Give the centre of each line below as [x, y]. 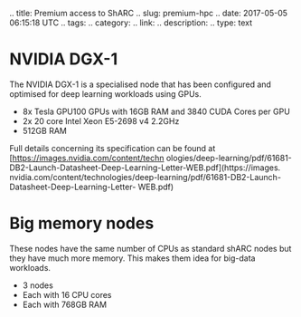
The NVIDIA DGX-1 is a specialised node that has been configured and [140, 84]
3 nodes [38, 285]
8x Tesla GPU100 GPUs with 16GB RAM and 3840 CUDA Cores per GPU [156, 111]
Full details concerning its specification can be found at [113, 148]
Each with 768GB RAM [64, 304]
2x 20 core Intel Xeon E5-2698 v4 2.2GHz [101, 120]
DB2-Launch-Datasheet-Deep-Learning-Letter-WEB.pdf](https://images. [145, 168]
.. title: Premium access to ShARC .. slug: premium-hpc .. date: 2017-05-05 [148, 13]
